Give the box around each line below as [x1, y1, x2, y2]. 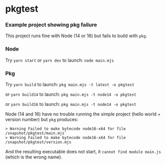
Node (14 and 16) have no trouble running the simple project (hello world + [5, 111, 161, 117]
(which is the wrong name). [5, 154, 62, 160]
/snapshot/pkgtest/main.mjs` [5, 131, 67, 136]
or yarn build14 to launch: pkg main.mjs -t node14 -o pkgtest [5, 91, 137, 97]
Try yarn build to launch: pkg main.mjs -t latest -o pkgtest [5, 81, 135, 88]
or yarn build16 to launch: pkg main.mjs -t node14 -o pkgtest [5, 101, 137, 107]
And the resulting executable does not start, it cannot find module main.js [5, 149, 161, 155]
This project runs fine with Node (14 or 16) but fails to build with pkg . [5, 33, 147, 39]
